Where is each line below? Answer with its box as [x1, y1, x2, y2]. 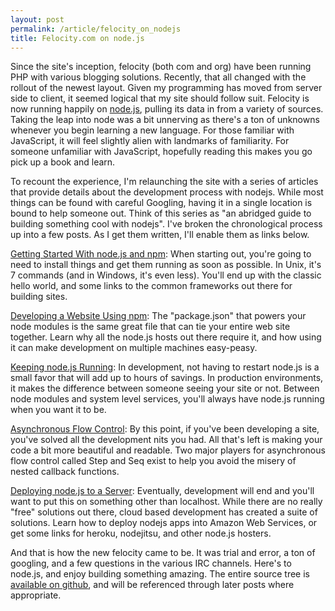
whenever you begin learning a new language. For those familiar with [10, 124, 295, 136]
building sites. [10, 291, 68, 303]
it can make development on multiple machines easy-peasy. [10, 342, 258, 354]
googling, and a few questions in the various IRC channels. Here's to [10, 557, 292, 570]
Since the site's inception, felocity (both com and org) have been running [10, 61, 312, 73]
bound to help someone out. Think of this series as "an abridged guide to [10, 207, 312, 220]
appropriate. [10, 589, 62, 601]
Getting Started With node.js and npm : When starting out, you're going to [10, 248, 312, 260]
